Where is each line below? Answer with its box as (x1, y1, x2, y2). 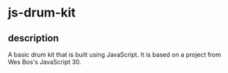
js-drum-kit (8, 5, 76, 21)
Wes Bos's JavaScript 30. (8, 58, 82, 66)
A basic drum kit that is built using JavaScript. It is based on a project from (8, 50, 222, 59)
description (8, 32, 59, 44)
